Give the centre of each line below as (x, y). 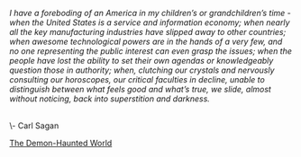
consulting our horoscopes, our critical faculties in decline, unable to (137, 79)
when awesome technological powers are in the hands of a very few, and (146, 41)
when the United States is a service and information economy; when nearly (150, 22)
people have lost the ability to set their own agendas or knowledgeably (141, 61)
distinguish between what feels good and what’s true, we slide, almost (141, 89)
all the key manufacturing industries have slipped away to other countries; (148, 32)
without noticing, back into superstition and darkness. (109, 99)
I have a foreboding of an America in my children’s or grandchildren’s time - (150, 13)
